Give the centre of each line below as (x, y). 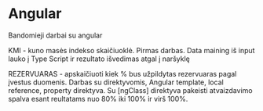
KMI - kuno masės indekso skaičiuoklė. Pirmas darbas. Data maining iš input (131, 50)
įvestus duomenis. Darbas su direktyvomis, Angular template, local (116, 82)
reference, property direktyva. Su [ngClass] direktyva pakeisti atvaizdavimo (130, 90)
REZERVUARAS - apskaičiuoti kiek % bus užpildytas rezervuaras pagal (122, 73)
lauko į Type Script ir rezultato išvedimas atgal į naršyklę (99, 59)
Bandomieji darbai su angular (55, 35)
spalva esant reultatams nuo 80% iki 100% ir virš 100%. (98, 98)
